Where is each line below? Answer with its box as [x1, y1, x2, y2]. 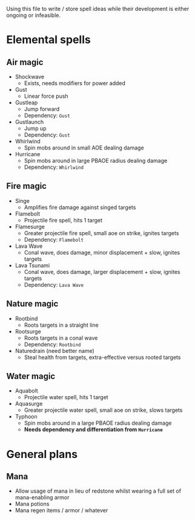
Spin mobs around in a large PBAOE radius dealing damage [24, 419, 172, 427]
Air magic [6, 57, 44, 67]
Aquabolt [15, 387, 38, 394]
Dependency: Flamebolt [24, 236, 84, 243]
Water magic [6, 371, 56, 381]
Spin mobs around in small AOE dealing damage [24, 144, 144, 151]
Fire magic [6, 181, 47, 191]
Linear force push [24, 92, 68, 100]
